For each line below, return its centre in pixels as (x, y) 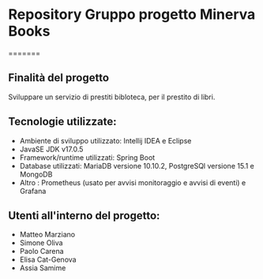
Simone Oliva (41, 243)
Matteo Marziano (47, 235)
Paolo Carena (42, 251)
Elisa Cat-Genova (48, 260)
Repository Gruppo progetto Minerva (132, 15)
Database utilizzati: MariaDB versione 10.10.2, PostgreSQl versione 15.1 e (137, 166)
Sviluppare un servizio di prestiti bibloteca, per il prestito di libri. (112, 97)
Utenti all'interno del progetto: (84, 216)
